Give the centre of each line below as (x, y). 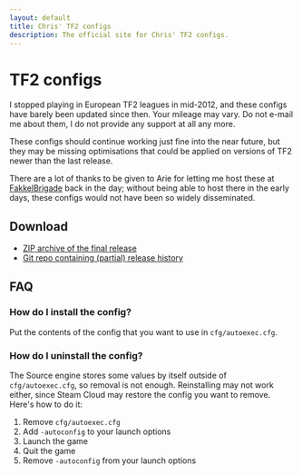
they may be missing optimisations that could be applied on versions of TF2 (151, 152)
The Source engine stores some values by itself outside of (118, 376)
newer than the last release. (61, 161)
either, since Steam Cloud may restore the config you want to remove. (140, 395)
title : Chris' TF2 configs (60, 26)
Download (39, 227)
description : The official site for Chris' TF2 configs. (119, 35)
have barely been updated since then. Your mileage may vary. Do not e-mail (151, 114)
